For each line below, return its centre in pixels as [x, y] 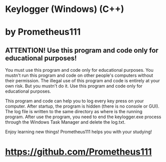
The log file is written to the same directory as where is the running [74, 112]
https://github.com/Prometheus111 [79, 152]
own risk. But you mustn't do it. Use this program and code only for [74, 86]
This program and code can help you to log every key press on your [75, 101]
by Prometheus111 [43, 32]
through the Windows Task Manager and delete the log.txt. [65, 122]
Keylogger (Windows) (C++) [65, 9]
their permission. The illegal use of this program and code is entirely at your [83, 81]
